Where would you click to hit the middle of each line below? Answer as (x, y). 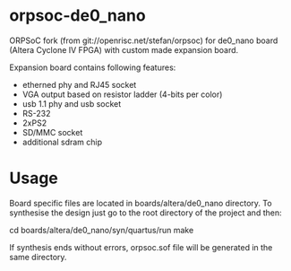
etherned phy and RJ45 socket (79, 84)
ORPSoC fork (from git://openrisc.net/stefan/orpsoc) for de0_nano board (144, 40)
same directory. (38, 257)
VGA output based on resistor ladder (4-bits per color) (122, 94)
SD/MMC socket (52, 132)
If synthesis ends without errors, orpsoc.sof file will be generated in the (141, 247)
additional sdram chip (62, 142)
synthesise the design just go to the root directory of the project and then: (145, 213)
